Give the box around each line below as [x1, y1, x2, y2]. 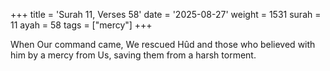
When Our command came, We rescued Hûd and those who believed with [10, 39, 316, 50]
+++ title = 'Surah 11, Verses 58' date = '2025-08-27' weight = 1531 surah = [10, 9, 322, 20]
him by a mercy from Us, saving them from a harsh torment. [10, 49, 257, 61]
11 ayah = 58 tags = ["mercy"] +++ [10, 19, 153, 31]
